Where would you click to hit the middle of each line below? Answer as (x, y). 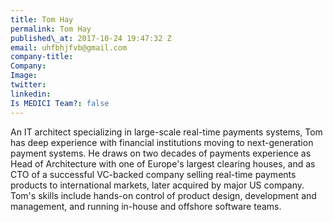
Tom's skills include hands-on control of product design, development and (163, 195)
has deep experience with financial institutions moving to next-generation (162, 142)
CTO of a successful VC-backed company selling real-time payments (153, 174)
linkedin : (31, 94)
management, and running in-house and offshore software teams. (146, 206)
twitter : (28, 85)
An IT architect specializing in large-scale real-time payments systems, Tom (166, 132)
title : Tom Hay (42, 19)
